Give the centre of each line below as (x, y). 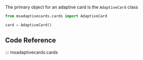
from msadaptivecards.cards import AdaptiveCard (56, 16)
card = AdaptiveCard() (28, 25)
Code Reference (31, 41)
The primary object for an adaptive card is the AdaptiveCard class (72, 7)
